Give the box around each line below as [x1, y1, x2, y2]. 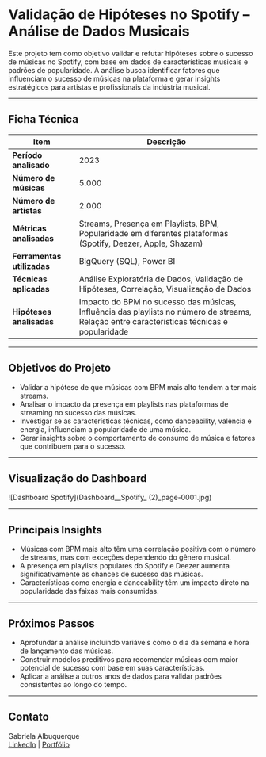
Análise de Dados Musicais [8, 22, 190, 40]
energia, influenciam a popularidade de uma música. [19, 424, 192, 434]
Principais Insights [8, 523, 103, 537]
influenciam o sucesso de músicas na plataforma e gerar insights [8, 74, 221, 83]
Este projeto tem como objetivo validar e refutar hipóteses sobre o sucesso [8, 48, 253, 58]
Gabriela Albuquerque [8, 731, 80, 740]
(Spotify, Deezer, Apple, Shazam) [78, 238, 203, 249]
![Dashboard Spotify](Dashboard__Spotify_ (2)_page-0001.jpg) [8, 493, 212, 503]
